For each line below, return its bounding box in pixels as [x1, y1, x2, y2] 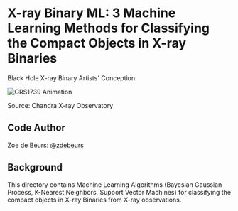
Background [7, 161, 63, 173]
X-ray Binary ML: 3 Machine [7, 5, 176, 21]
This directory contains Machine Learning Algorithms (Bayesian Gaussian [7, 180, 222, 189]
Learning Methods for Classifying [7, 20, 210, 36]
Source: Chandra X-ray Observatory [7, 101, 114, 109]
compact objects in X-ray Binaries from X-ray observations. [7, 195, 182, 204]
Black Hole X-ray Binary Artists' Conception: [7, 73, 137, 82]
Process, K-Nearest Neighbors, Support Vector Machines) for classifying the [7, 188, 232, 196]
